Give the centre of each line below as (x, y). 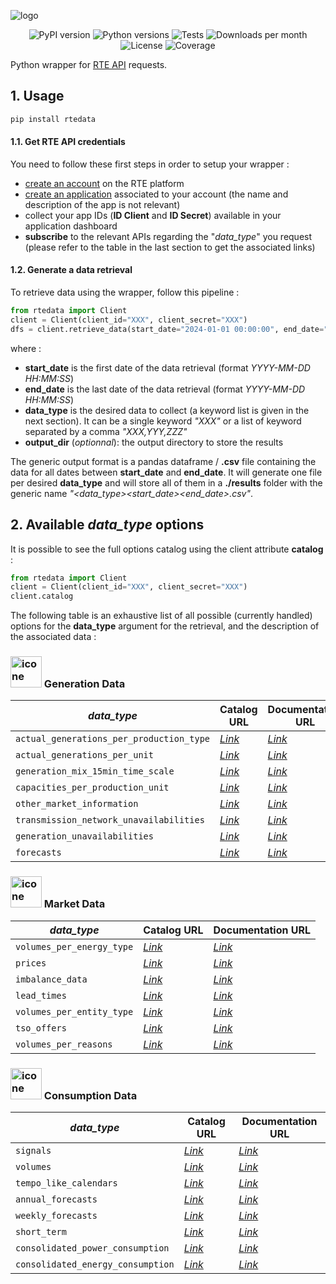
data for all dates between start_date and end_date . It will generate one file (166, 472)
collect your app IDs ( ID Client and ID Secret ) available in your (153, 215)
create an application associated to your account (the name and (156, 194)
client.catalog (42, 596)
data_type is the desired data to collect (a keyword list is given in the (167, 410)
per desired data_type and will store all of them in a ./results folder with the (166, 482)
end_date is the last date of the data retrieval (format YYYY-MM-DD (165, 389)
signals (33, 1151)
